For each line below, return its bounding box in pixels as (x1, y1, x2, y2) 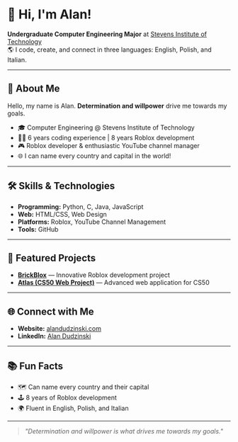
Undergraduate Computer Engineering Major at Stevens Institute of (7, 30, 208, 38)
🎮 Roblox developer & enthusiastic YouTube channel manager (17, 141, 200, 149)
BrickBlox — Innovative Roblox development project (17, 271, 170, 279)
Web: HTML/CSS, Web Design (17, 210, 108, 218)
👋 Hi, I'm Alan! (7, 6, 92, 23)
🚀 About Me (7, 83, 60, 95)
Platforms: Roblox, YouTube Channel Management (17, 217, 166, 226)
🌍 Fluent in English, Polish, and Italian (17, 404, 129, 412)
